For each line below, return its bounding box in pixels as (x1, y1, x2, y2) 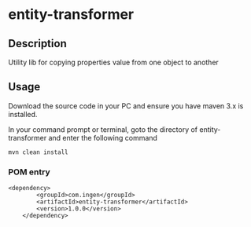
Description (8, 37, 67, 50)
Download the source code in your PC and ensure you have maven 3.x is (8, 101, 244, 111)
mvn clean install (8, 148, 68, 156)
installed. (8, 109, 38, 119)
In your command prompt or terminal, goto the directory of (8, 124, 198, 134)
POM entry (8, 167, 51, 178)
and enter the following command (48, 133, 157, 142)
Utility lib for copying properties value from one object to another (8, 57, 219, 67)
